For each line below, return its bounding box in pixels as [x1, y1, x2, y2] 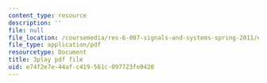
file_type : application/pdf [8, 41, 102, 49]
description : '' [8, 19, 62, 27]
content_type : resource [8, 11, 87, 20]
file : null [8, 26, 44, 34]
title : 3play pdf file [8, 56, 83, 64]
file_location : [8, 33, 59, 42]
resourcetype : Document [8, 48, 87, 56]
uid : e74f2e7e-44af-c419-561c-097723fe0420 [8, 63, 155, 71]
